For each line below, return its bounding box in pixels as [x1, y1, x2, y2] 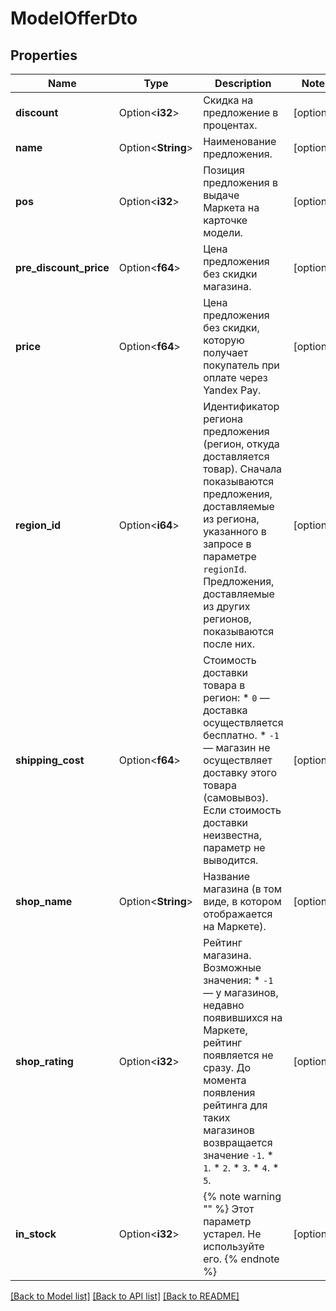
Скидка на [203, 93, 254, 107]
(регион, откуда [203, 437, 280, 451]
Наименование [203, 135, 277, 148]
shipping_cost [15, 753, 85, 767]
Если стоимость [203, 803, 282, 817]
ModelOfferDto [10, 7, 138, 30]
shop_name [15, 895, 73, 908]
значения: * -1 [203, 973, 274, 987]
